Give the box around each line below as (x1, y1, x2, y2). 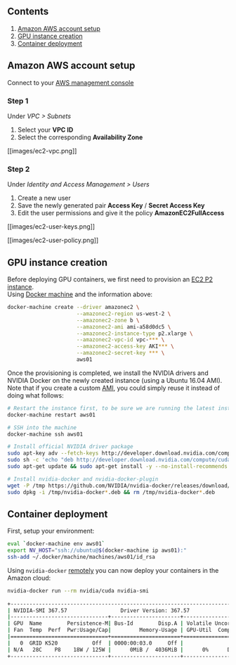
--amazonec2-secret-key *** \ (76, 350, 165, 357)
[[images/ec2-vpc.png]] (7, 146, 77, 155)
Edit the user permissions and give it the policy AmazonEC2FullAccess (17, 209, 225, 217)
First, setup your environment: (7, 527, 95, 536)
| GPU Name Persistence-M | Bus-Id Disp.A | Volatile (7, 620, 212, 627)
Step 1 (7, 96, 29, 106)
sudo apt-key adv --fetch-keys (7, 450, 99, 457)
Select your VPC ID (17, 125, 74, 134)
